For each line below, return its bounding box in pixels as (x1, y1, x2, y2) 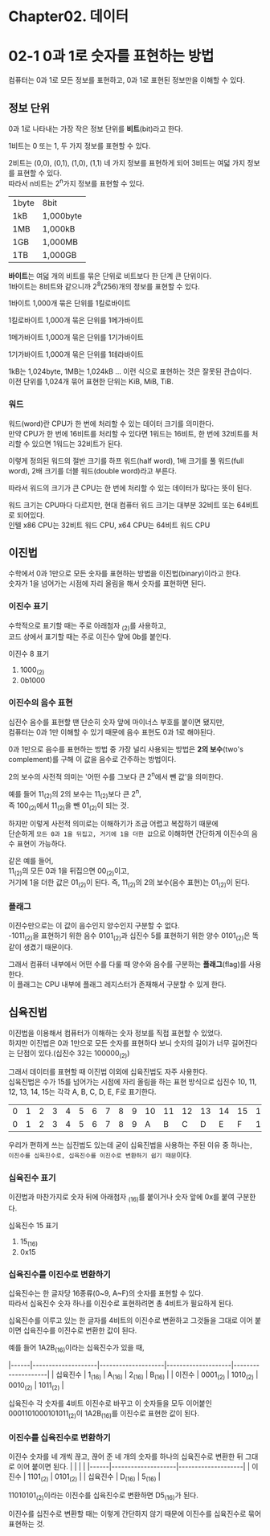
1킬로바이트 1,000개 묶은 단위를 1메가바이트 (8, 315, 145, 326)
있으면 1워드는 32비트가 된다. (31, 439, 123, 449)
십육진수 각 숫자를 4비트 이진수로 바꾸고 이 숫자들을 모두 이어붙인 (8, 1399, 213, 1408)
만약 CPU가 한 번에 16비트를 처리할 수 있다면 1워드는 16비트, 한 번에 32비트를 (8, 428, 251, 438)
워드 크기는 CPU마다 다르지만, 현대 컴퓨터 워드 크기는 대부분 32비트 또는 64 (8, 500, 247, 510)
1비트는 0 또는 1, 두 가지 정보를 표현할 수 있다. (8, 141, 151, 150)
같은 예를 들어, (8, 856, 54, 866)
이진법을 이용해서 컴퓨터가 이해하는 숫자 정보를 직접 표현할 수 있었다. (8, 1028, 223, 1038)
